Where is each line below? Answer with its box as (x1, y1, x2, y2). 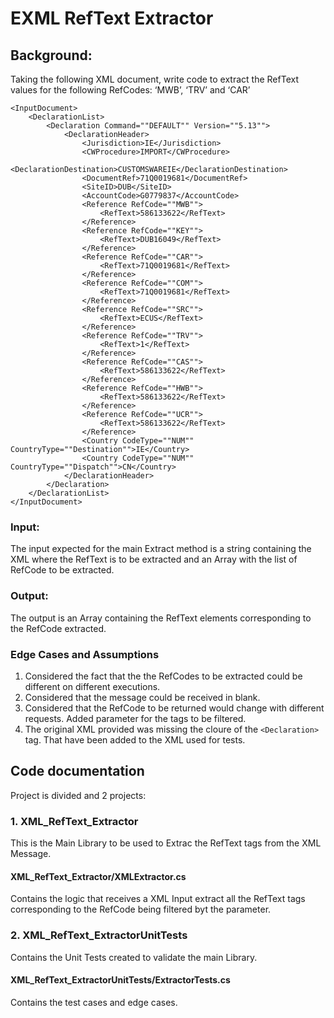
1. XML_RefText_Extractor (10, 814, 139, 828)
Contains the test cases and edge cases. (10, 996, 178, 1008)
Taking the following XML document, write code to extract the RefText (10, 73, 299, 85)
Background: (10, 47, 93, 64)
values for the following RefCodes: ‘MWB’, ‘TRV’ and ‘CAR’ (10, 84, 251, 96)
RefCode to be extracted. (10, 564, 115, 576)
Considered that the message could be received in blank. (24, 691, 261, 703)
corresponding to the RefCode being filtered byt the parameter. (10, 903, 272, 916)
